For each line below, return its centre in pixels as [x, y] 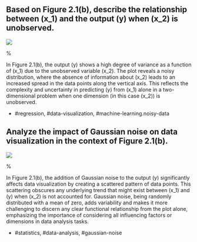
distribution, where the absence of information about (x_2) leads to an [91, 77]
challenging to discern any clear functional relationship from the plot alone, [97, 209]
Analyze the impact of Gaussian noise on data [92, 132]
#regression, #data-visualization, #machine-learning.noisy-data [92, 113]
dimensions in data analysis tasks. [48, 221]
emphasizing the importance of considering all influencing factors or [89, 215]
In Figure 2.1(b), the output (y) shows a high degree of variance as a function [99, 65]
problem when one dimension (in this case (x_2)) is [98, 96]
